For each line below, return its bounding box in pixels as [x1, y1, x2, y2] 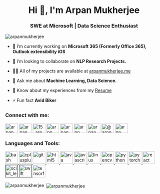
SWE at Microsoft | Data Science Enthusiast [29, 22, 138, 29]
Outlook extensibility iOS [12, 48, 66, 54]
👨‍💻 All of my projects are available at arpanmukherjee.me [12, 68, 131, 74]
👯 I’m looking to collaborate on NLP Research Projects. [12, 58, 126, 64]
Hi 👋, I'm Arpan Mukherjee [28, 4, 140, 16]
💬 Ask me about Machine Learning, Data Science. [12, 77, 117, 84]
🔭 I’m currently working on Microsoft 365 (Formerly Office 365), [12, 43, 146, 49]
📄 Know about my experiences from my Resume [12, 87, 112, 93]
